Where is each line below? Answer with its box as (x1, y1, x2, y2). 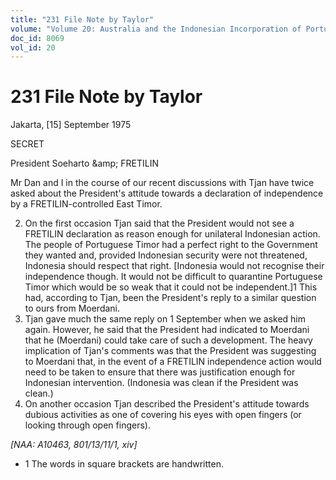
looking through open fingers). (24, 419, 151, 431)
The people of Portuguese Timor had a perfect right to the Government (24, 239, 318, 251)
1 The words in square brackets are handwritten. (24, 458, 224, 470)
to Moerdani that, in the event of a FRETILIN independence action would (24, 356, 322, 368)
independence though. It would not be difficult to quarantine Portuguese (24, 271, 323, 283)
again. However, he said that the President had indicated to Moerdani (24, 324, 310, 336)
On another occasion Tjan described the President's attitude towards (24, 398, 310, 410)
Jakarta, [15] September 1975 (10, 119, 132, 131)
